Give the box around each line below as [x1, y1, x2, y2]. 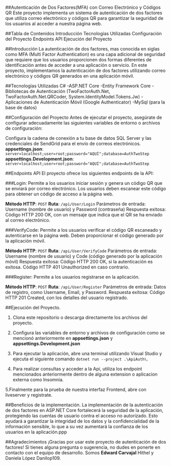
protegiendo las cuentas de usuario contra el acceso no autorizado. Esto [5, 413, 158, 419]
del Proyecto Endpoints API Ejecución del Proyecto [5, 36, 112, 42]
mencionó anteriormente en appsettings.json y [12, 335, 113, 341]
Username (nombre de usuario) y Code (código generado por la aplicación [5, 253, 162, 259]
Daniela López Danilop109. [5, 455, 61, 461]
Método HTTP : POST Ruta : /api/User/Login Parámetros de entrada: [5, 201, 146, 207]
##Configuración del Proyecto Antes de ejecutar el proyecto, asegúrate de [5, 114, 162, 120]
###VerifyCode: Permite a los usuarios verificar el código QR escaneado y [5, 227, 162, 233]
